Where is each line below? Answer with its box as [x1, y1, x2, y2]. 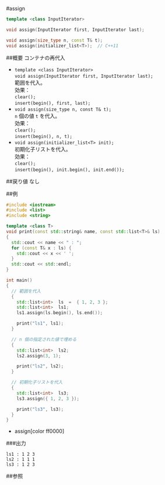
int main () [6, 277, 33, 283]
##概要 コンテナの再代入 [6, 54, 65, 61]
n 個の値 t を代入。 [14, 112, 60, 119]
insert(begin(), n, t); [14, 133, 73, 139]
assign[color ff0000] [14, 428, 65, 435]
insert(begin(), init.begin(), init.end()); [14, 167, 125, 173]
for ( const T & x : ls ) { [11, 245, 72, 251]
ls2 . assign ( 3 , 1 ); [16, 353, 61, 359]
